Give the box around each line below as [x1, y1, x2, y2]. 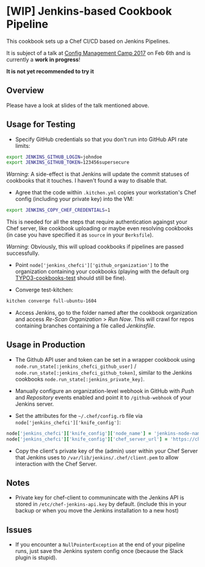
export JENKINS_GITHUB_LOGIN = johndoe [6, 154, 103, 160]
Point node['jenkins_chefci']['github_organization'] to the [15, 262, 169, 269]
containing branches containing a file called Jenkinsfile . [15, 322, 156, 329]
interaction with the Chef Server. [15, 460, 97, 467]
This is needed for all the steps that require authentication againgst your [6, 218, 188, 225]
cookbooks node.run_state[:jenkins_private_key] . [15, 375, 145, 382]
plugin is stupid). [15, 554, 57, 562]
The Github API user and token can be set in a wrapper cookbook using [15, 356, 195, 363]
